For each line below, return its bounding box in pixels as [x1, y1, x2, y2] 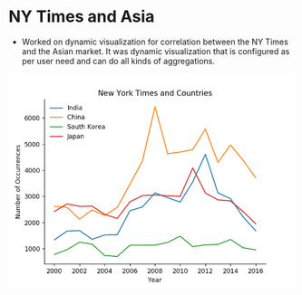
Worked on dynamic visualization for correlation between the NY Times [21, 36, 289, 47]
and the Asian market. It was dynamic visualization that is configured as [21, 45, 290, 56]
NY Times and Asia [8, 6, 155, 27]
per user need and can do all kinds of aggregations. [21, 55, 215, 66]
